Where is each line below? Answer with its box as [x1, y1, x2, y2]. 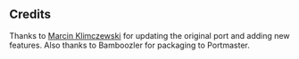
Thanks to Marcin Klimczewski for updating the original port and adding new [9, 30, 290, 41]
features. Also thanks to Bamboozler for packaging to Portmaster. [9, 40, 250, 50]
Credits [9, 7, 52, 22]
